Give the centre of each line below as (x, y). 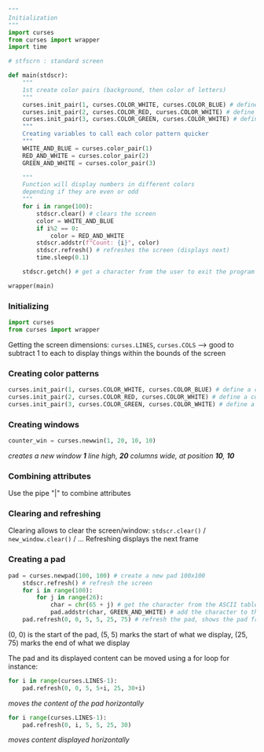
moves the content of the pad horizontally (76, 703)
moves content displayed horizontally (69, 740)
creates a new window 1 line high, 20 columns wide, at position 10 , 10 (121, 456)
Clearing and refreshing (55, 514)
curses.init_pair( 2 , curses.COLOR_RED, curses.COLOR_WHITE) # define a (128, 397)
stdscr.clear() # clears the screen (96, 214)
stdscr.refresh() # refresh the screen (88, 583)
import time (27, 47)
